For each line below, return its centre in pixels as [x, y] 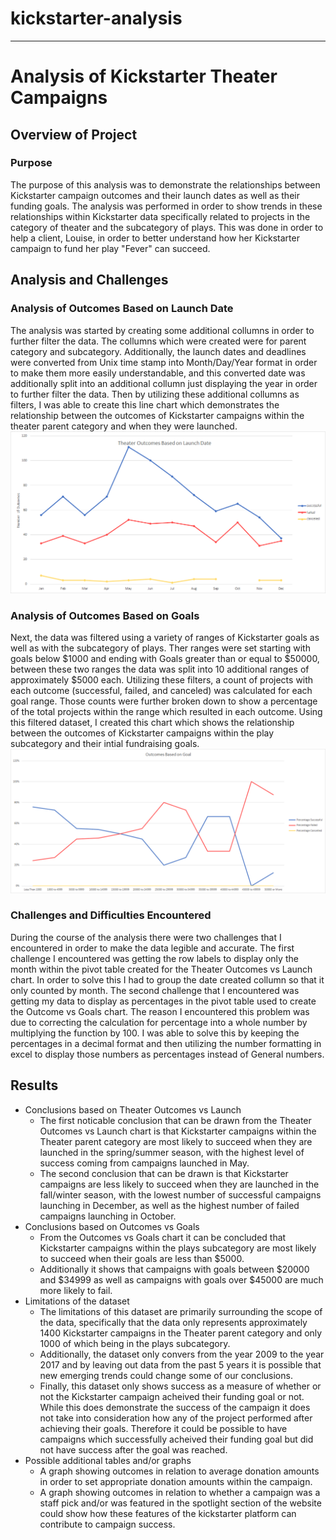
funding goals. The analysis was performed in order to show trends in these [166, 206]
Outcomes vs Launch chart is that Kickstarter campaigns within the [178, 1131]
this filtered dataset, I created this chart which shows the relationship [152, 723]
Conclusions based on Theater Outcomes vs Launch [133, 1109]
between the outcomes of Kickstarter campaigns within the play [142, 733]
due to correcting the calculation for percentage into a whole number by [159, 1022]
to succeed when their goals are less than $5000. [142, 1258]
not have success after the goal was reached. [133, 1449]
